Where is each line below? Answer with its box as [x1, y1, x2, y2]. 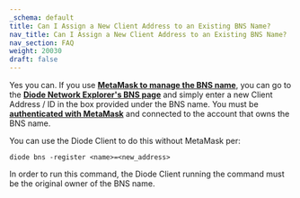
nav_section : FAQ [9, 38, 75, 48]
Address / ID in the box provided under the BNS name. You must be [9, 99, 259, 109]
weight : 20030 [9, 47, 63, 56]
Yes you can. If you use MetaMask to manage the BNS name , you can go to [9, 80, 292, 90]
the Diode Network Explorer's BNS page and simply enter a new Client [9, 89, 273, 100]
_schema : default [9, 13, 75, 22]
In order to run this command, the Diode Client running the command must [9, 168, 285, 179]
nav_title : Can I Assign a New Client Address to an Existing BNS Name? [9, 30, 287, 39]
